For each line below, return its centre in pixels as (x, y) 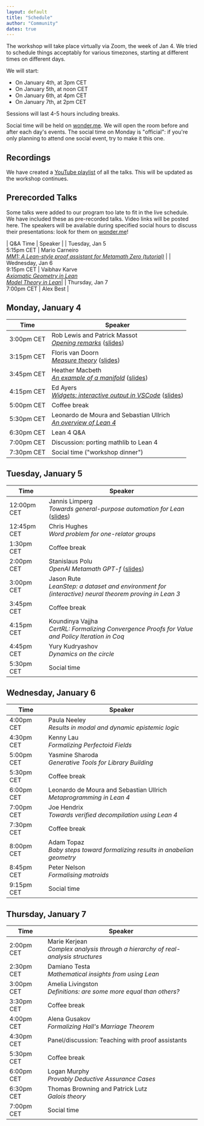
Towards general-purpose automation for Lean (116, 509)
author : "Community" (32, 23)
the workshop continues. (37, 179)
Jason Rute (64, 578)
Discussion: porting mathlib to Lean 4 (104, 442)
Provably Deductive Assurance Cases (102, 1079)
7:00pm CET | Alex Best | (38, 289)
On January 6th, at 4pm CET (51, 95)
